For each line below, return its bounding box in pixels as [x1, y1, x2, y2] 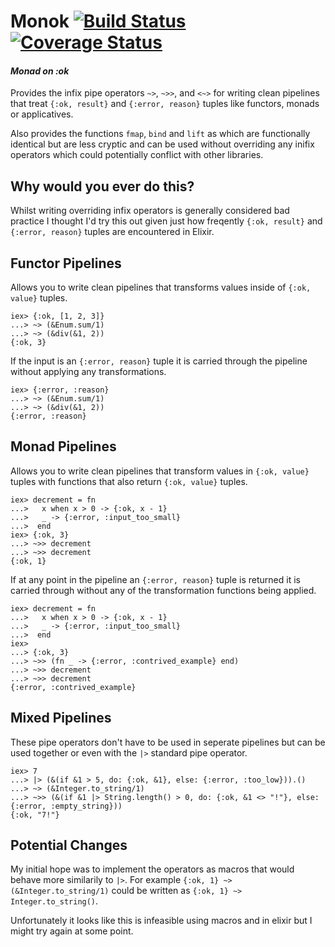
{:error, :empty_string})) [10, 801, 123, 811]
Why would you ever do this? [10, 178, 195, 195]
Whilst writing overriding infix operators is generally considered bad [10, 205, 290, 217]
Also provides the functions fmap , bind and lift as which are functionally [10, 128, 311, 140]
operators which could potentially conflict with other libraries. [10, 149, 264, 161]
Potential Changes [10, 837, 128, 854]
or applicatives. [10, 108, 74, 120]
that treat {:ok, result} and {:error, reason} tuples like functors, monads [10, 98, 320, 110]
